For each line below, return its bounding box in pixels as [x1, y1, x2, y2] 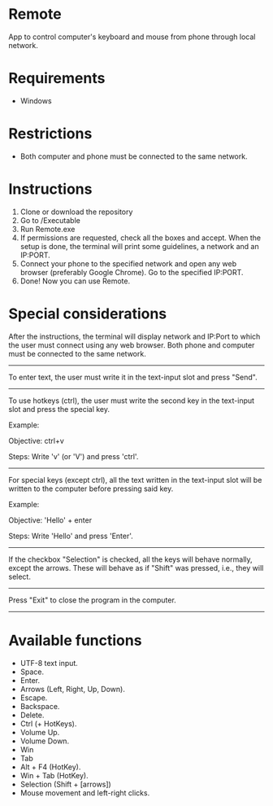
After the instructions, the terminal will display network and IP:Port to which [8, 331, 261, 341]
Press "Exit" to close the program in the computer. [8, 595, 176, 605]
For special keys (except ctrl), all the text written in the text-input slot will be [8, 475, 262, 484]
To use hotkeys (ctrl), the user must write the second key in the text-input [8, 396, 254, 405]
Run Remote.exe [19, 224, 76, 234]
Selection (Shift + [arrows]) [19, 779, 111, 789]
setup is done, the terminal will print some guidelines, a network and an [19, 241, 259, 251]
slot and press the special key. [8, 404, 110, 414]
